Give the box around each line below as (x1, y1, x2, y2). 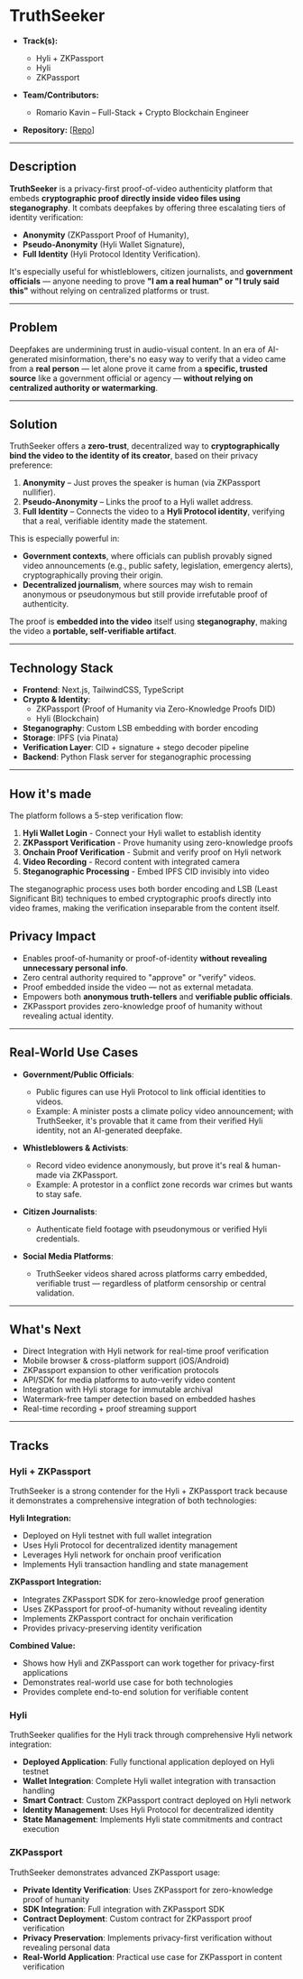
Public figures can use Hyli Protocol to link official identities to (35, 1086, 266, 1097)
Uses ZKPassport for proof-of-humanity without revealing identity (22, 1603, 268, 1614)
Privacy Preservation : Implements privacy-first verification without (22, 1932, 272, 1943)
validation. (35, 1287, 75, 1298)
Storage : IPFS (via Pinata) (22, 732, 119, 743)
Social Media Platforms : (22, 1250, 115, 1261)
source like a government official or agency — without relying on (9, 372, 254, 384)
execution (22, 1824, 60, 1835)
